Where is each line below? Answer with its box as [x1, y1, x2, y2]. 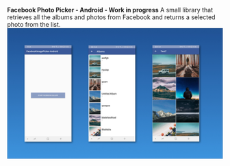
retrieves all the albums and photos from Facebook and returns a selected [7, 13, 216, 21]
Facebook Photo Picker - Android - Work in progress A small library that [7, 6, 214, 14]
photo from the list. [7, 21, 61, 28]
